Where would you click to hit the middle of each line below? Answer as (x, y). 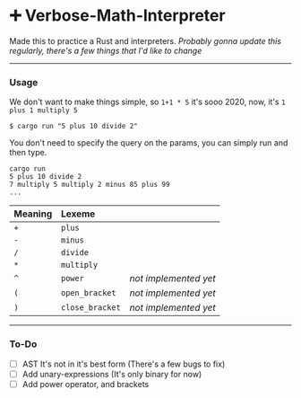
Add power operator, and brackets (86, 384)
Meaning (33, 214)
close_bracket (91, 308)
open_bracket (89, 293)
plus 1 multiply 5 (43, 111)
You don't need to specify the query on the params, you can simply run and (149, 143)
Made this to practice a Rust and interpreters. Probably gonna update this (146, 40)
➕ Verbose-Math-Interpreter (117, 16)
